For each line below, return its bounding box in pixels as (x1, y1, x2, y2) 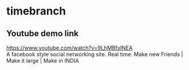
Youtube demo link (6, 28, 79, 39)
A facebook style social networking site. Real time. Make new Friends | (6, 51, 184, 58)
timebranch (6, 4, 66, 18)
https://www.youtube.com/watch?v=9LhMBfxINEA (6, 44, 133, 51)
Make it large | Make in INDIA (6, 57, 79, 64)
